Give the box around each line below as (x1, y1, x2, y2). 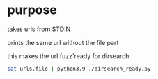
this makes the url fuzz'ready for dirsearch (7, 51, 129, 60)
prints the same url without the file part (7, 38, 119, 46)
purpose (7, 2, 57, 18)
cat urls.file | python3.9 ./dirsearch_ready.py (7, 65, 151, 72)
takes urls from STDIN (7, 25, 71, 33)
